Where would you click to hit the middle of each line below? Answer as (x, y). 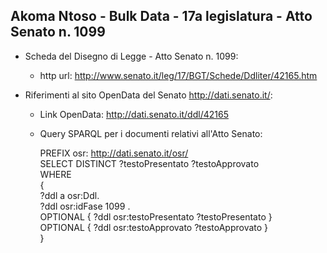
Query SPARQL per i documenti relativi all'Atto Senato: (151, 133)
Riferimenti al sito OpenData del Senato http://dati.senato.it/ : (148, 95)
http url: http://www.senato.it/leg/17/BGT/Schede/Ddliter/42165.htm (178, 75)
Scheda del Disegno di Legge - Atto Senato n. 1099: (131, 56)
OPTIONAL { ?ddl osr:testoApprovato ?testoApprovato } (154, 227)
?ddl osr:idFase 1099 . (85, 206)
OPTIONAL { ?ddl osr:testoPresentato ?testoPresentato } (156, 216)
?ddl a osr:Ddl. (69, 195)
